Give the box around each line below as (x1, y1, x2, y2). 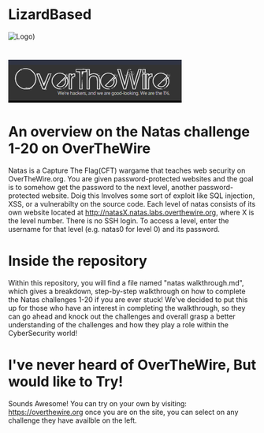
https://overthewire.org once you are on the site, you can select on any (8, 407, 239, 416)
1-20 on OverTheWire (8, 140, 151, 158)
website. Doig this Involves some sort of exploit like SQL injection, (41, 191, 255, 200)
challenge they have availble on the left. (8, 416, 137, 425)
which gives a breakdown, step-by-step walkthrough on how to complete (8, 286, 246, 296)
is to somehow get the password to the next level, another (8, 183, 197, 192)
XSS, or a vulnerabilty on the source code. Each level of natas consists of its (8, 200, 256, 209)
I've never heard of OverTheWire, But (8, 356, 257, 374)
